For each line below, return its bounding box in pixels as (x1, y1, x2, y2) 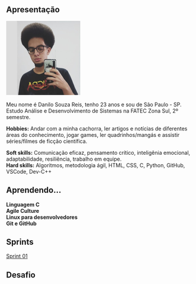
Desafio (6, 270, 36, 280)
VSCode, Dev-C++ (6, 168, 52, 175)
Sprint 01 (6, 253, 28, 260)
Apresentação (6, 5, 60, 15)
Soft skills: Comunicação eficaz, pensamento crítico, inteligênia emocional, (6, 149, 191, 156)
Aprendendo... (6, 185, 62, 195)
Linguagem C (6, 201, 40, 208)
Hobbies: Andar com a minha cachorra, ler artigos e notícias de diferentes (6, 125, 188, 132)
